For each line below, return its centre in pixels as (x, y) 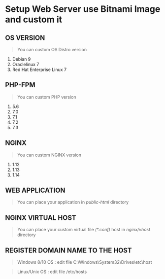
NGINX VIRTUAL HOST (41, 218)
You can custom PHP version (47, 97)
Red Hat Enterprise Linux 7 (39, 70)
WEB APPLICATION (35, 191)
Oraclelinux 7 (26, 64)
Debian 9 (21, 59)
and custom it (34, 19)
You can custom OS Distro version (52, 50)
